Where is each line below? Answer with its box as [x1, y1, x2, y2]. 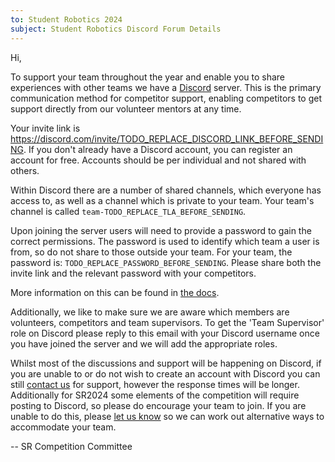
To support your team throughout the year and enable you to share [10, 71, 286, 83]
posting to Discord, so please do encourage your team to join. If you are [10, 399, 307, 411]
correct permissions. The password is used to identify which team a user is [10, 235, 320, 247]
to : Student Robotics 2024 [10, 14, 123, 25]
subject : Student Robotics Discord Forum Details [10, 24, 222, 34]
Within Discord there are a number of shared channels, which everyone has [10, 184, 322, 196]
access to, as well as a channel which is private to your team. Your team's [10, 194, 315, 206]
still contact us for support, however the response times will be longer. [10, 378, 300, 390]
